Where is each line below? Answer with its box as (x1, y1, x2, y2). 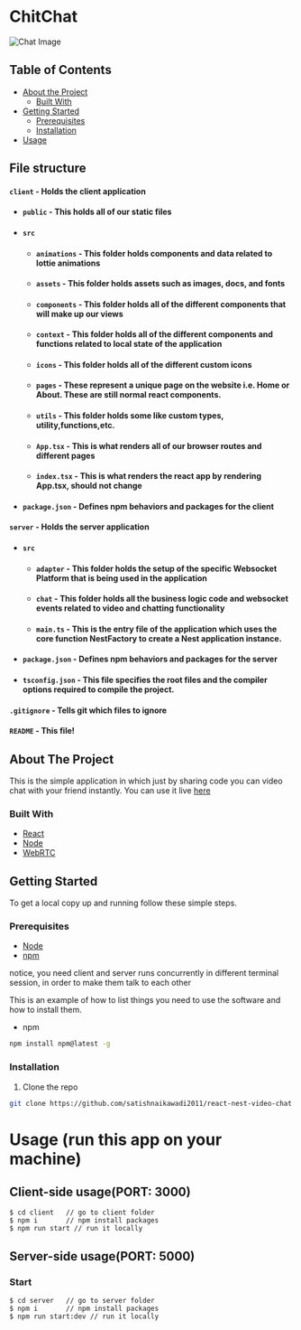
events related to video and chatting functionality (35, 603, 225, 613)
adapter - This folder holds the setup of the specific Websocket (35, 563, 278, 574)
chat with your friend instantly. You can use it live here (9, 785, 211, 796)
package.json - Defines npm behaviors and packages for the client (22, 501, 275, 511)
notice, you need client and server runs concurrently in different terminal (9, 968, 279, 979)
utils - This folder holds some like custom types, (35, 410, 223, 421)
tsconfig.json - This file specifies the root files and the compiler (22, 675, 268, 686)
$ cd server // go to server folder (9, 1297, 155, 1306)
